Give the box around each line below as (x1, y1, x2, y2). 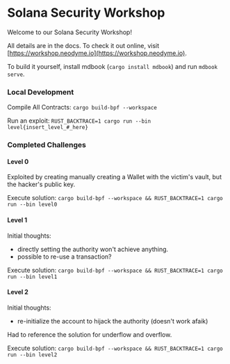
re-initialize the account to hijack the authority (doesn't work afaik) (17, 317, 208, 325)
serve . (7, 70, 25, 78)
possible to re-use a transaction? (17, 252, 113, 261)
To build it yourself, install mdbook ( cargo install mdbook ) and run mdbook (7, 62, 217, 70)
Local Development (7, 87, 74, 97)
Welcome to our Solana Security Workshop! (7, 28, 132, 36)
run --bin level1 (7, 273, 58, 280)
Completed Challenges (7, 140, 87, 150)
